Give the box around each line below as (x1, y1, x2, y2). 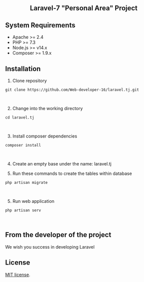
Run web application (12, 198, 55, 204)
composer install (5, 143, 41, 148)
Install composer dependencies (12, 133, 77, 139)
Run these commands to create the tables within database (12, 170, 132, 176)
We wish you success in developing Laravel (5, 244, 95, 250)
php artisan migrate (5, 180, 48, 185)
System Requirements (5, 21, 76, 29)
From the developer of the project (5, 231, 112, 239)
